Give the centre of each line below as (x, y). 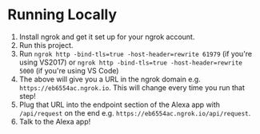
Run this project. (46, 45)
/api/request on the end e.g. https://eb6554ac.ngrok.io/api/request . (135, 112)
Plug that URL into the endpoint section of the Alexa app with (120, 104)
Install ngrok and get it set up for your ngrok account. (107, 37)
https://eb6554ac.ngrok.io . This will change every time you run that (132, 87)
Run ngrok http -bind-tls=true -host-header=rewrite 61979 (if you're (136, 53)
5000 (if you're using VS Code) (69, 70)
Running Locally (62, 15)
